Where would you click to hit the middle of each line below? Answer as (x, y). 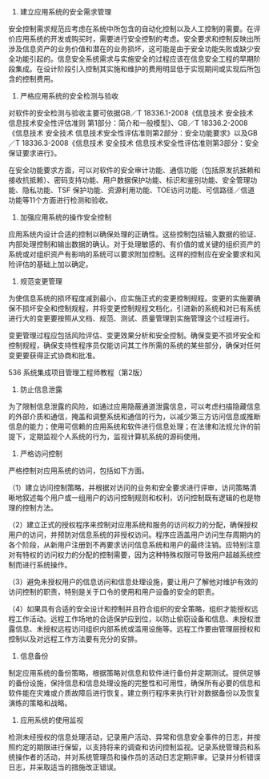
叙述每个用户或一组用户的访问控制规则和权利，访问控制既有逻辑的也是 (138, 498)
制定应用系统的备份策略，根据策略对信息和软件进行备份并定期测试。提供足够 (134, 673)
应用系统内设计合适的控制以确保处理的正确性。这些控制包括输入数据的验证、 (134, 234)
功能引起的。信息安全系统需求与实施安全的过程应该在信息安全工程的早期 (134, 59)
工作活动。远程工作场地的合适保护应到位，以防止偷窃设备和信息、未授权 (134, 619)
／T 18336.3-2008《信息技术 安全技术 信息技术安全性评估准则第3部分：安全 (134, 143)
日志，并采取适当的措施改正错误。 (64, 767)
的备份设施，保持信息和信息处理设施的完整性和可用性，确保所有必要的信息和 (134, 683)
